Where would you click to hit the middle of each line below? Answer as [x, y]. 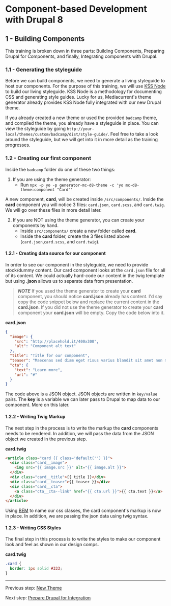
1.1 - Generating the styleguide [44, 70]
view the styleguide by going [36, 129]
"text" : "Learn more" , [38, 370]
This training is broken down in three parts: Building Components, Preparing [85, 51]
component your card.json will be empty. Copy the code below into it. [91, 312]
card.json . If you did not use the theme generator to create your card [90, 307]
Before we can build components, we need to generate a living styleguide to [85, 81]
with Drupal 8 [34, 20]
